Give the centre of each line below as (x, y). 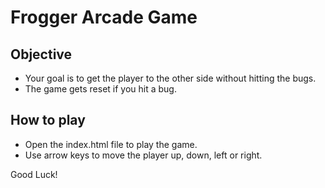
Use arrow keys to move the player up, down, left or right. (143, 155)
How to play (48, 120)
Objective (41, 54)
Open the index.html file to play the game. (111, 144)
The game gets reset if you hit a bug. (100, 89)
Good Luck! (34, 174)
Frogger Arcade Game (104, 17)
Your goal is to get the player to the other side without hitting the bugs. (170, 78)
